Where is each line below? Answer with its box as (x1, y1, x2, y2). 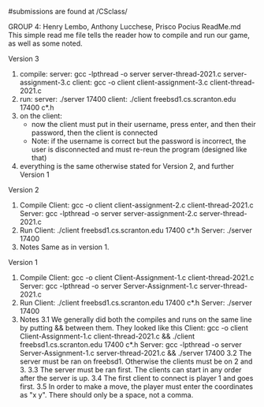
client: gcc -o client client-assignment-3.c (72, 78, 209, 87)
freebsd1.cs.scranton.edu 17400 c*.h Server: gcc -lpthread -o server (19, 340, 242, 349)
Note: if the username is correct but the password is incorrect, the (31, 136, 247, 145)
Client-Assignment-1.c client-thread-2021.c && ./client (19, 331, 195, 341)
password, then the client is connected (31, 128, 158, 137)
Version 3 (8, 54, 39, 63)
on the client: (19, 111, 63, 121)
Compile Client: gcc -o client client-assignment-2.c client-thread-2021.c (19, 200, 254, 210)
